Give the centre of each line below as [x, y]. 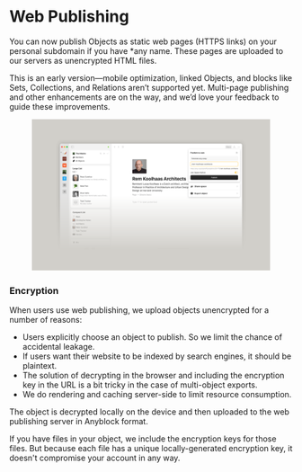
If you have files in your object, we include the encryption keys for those [143, 439]
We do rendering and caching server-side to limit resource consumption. [157, 395]
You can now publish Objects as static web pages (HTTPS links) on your [143, 41]
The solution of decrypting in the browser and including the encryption [153, 376]
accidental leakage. [58, 347]
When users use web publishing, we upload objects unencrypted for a [139, 310]
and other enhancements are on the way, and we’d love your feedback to [144, 97]
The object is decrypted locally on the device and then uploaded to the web [150, 412]
